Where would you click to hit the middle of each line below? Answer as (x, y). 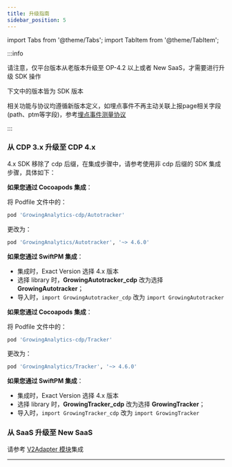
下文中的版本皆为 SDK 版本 (46, 91)
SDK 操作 (28, 76)
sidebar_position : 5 (37, 20)
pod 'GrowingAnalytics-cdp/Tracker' (60, 340)
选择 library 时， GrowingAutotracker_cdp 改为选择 (90, 280)
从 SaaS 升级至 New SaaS (50, 432)
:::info (15, 53)
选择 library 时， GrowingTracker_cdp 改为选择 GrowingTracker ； (111, 404)
